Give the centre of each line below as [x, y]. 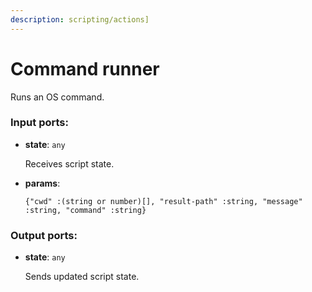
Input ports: [39, 123]
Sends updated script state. [82, 277]
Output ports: [44, 235]
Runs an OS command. [57, 97]
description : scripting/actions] [80, 19]
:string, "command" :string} [85, 210]
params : [42, 183]
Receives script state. [69, 163]
